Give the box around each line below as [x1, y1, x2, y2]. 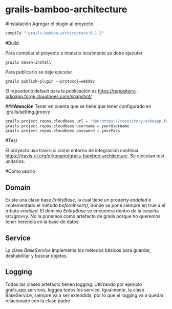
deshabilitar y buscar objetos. [5, 253, 68, 259]
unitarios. [5, 158, 26, 165]
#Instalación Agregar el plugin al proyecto [5, 21, 94, 27]
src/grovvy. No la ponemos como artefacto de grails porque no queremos [5, 213, 161, 220]
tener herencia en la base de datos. [5, 219, 80, 225]
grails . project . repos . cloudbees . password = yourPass [5, 128, 120, 133]
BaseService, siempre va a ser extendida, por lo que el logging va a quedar [5, 292, 164, 298]
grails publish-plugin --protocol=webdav [5, 79, 95, 84]
